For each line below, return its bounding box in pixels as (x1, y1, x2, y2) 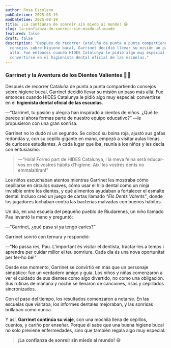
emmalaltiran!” (17, 167, 48, 173)
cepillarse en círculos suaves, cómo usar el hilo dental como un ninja (5, 182, 150, 189)
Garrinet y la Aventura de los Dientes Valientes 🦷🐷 (5, 72, 131, 79)
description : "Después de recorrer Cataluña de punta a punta (5, 41, 140, 46)
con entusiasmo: (5, 146, 40, 152)
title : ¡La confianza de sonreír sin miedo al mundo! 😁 (5, 21, 128, 27)
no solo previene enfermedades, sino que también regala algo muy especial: (5, 327, 165, 333)
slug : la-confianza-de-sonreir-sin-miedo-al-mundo (5, 26, 115, 32)
